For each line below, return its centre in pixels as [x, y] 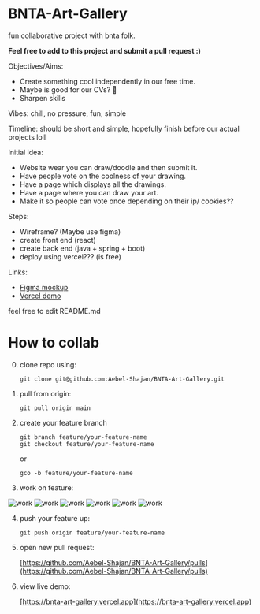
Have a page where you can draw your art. [89, 192]
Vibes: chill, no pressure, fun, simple [67, 113]
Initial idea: [26, 152]
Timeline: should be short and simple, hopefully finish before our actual [124, 128]
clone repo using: [48, 364]
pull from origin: [45, 393]
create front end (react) [58, 240]
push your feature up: [55, 518]
